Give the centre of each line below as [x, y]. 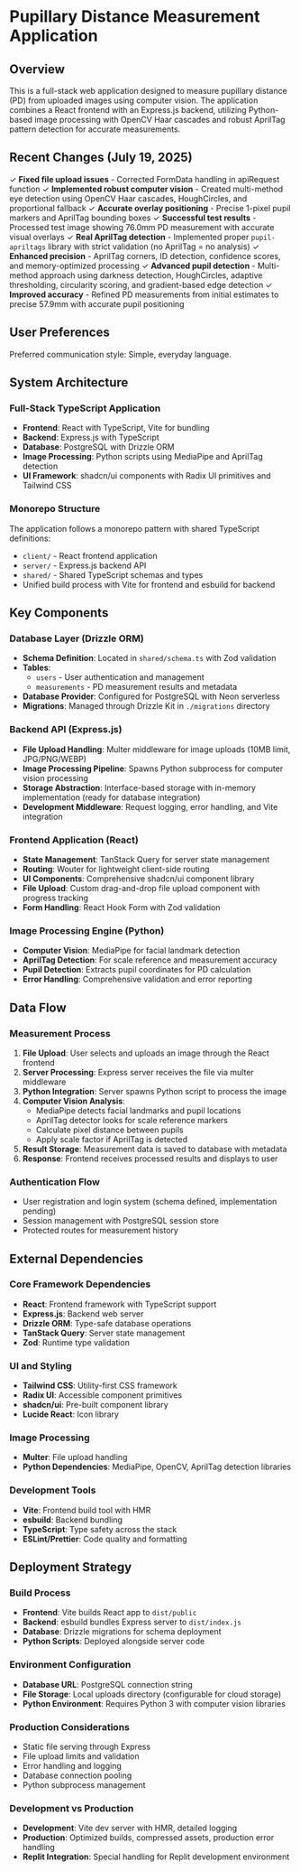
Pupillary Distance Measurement [135, 17]
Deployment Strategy [71, 1567]
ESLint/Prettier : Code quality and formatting [105, 1539]
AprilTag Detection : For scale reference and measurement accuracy [150, 960]
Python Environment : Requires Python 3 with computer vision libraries [154, 1703]
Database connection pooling [77, 1775]
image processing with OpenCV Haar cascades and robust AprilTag [160, 120]
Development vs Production [72, 1808]
